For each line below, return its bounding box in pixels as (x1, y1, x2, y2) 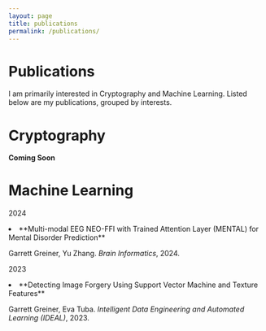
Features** (8, 289, 46, 298)
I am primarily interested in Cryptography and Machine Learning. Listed (8, 89, 248, 98)
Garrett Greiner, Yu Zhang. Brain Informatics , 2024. (8, 249, 181, 259)
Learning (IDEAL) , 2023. (8, 313, 89, 323)
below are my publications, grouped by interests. (8, 98, 172, 107)
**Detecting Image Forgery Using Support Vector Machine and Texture (19, 280, 259, 290)
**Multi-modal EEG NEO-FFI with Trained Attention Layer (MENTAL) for (19, 224, 259, 234)
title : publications (8, 20, 79, 28)
